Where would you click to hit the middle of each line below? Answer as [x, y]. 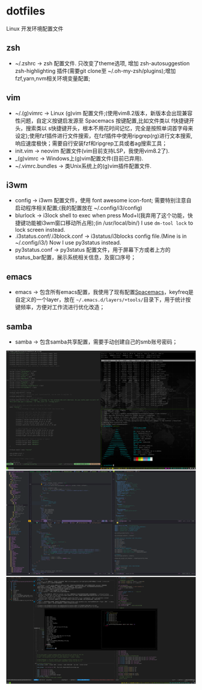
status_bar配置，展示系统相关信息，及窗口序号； [75, 257]
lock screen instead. [40, 230]
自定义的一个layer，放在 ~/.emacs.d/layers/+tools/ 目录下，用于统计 [100, 299]
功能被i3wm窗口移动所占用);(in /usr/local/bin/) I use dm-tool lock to [109, 223]
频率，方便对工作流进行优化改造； [63, 307]
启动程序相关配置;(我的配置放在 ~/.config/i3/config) [78, 208]
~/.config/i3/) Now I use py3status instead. [68, 243]
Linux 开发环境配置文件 [35, 28]
